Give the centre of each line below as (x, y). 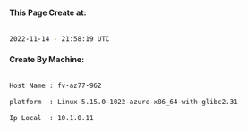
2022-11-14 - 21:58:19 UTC (60, 39)
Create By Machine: (47, 59)
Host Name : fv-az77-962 (55, 86)
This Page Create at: (48, 12)
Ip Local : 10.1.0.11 (51, 118)
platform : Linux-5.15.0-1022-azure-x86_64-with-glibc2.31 (124, 102)
